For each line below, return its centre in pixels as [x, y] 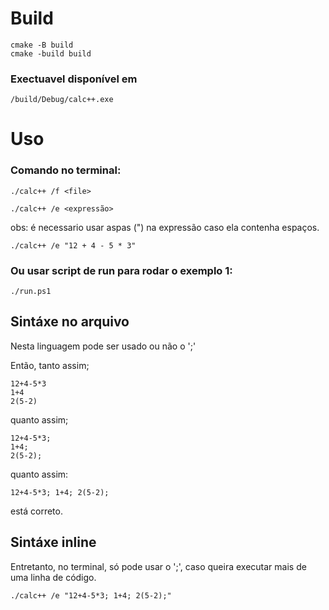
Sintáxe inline [53, 542]
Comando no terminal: [66, 170]
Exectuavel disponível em [74, 79]
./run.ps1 [31, 292]
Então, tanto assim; [50, 365]
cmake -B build [42, 45]
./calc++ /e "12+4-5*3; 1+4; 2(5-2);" [91, 595]
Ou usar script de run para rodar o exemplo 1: [121, 270]
